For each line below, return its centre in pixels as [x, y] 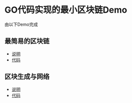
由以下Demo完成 [21, 24]
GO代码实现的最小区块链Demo [66, 10]
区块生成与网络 [27, 77]
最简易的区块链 [27, 41]
